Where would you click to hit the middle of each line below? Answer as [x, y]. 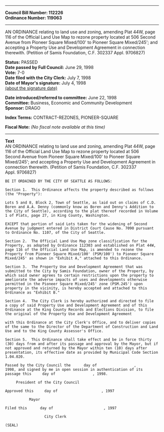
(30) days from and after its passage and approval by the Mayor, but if [82, 344]
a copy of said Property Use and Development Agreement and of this [76, 305]
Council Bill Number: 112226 [34, 12]
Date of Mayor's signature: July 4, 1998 [46, 83]
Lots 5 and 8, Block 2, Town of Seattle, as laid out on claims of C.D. [81, 203]
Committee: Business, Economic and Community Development [69, 103]
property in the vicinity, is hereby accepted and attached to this [76, 288]
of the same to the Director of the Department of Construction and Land [82, 327]
